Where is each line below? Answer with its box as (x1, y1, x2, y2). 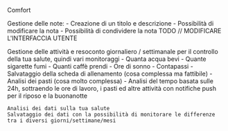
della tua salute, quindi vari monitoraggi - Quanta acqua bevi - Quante (7, 55, 207, 63)
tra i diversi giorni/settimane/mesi (7, 117, 116, 124)
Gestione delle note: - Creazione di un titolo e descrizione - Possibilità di (7, 19, 214, 27)
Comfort (7, 6, 31, 14)
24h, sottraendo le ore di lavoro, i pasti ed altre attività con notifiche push (7, 85, 217, 92)
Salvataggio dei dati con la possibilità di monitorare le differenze (7, 111, 216, 118)
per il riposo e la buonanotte (7, 91, 88, 100)
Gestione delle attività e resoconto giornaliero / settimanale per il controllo (7, 48, 218, 55)
